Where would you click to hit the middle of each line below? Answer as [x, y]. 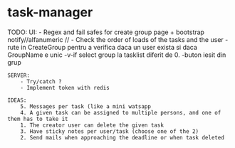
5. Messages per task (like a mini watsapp [86, 106]
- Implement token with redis [65, 88]
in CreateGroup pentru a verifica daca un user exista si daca [109, 47]
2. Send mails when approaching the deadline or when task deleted [122, 137]
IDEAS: [17, 100]
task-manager [50, 12]
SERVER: [19, 75]
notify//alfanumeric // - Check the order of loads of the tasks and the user [116, 39]
